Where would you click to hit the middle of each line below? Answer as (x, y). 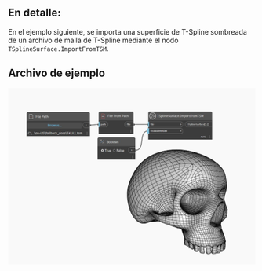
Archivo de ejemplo (57, 73)
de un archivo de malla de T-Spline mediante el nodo (93, 40)
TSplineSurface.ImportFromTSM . (58, 48)
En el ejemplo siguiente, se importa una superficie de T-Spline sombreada (127, 31)
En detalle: (35, 13)
